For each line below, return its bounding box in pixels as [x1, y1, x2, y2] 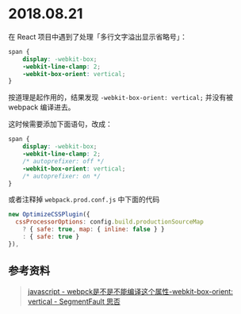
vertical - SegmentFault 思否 [27, 297, 120, 306]
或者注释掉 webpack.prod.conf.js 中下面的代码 [8, 195, 160, 205]
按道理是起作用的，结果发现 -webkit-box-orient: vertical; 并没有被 [8, 93, 234, 102]
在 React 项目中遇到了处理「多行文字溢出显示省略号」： [8, 32, 188, 41]
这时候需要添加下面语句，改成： [8, 120, 113, 129]
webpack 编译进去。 [8, 102, 75, 112]
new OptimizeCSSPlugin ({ [8, 211, 90, 219]
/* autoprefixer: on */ [22, 172, 101, 180]
